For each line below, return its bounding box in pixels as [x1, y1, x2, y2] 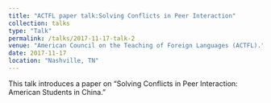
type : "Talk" [8, 27, 52, 35]
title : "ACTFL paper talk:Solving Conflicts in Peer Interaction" [8, 11, 236, 20]
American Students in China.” [8, 87, 106, 97]
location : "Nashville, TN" [8, 57, 99, 65]
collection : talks [8, 19, 70, 27]
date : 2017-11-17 [8, 49, 67, 57]
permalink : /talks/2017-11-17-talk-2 [8, 34, 135, 43]
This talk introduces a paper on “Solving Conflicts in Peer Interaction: [8, 78, 238, 89]
